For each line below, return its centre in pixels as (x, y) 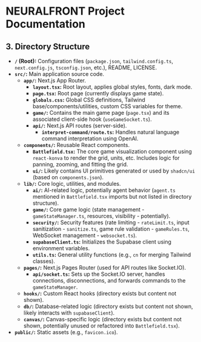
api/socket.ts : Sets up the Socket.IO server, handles (99, 274)
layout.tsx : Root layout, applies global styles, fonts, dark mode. (112, 87)
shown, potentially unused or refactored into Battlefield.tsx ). (101, 326)
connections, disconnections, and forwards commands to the (109, 280)
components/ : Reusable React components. (77, 145)
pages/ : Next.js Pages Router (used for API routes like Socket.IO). (105, 268)
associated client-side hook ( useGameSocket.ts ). (92, 119)
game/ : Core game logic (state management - (88, 210)
